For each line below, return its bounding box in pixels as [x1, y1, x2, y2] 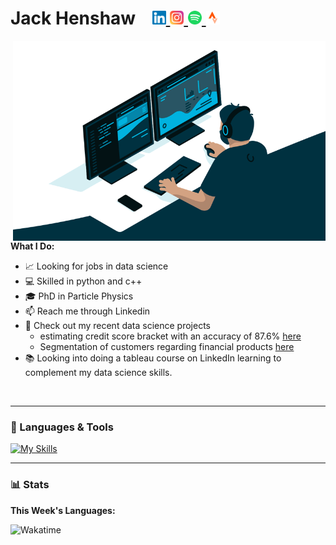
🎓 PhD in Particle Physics [24, 290, 134, 302]
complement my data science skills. [24, 366, 173, 378]
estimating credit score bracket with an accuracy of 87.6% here [39, 330, 302, 342]
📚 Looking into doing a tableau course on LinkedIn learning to [24, 352, 282, 364]
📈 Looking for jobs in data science [24, 260, 169, 272]
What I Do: [10, 240, 55, 252]
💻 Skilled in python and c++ [24, 275, 143, 287]
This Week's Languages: [10, 504, 116, 516]
